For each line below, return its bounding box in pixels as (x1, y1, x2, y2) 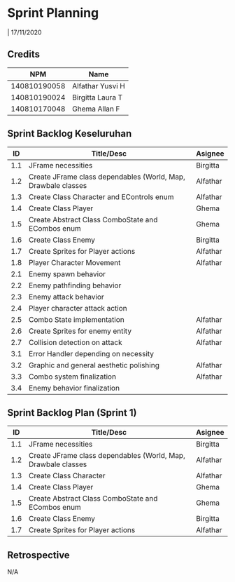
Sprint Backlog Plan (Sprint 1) (7, 407, 137, 419)
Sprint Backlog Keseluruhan (7, 128, 132, 140)
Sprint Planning (7, 5, 99, 21)
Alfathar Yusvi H (72, 81, 126, 90)
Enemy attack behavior (29, 292, 105, 302)
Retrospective (7, 549, 70, 561)
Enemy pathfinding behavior (29, 280, 122, 290)
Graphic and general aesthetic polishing (29, 360, 159, 370)
